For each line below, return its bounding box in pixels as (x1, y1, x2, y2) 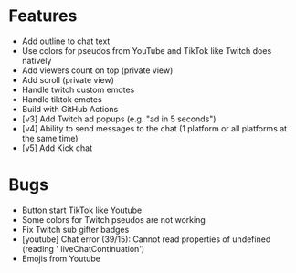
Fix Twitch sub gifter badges (21, 224, 130, 235)
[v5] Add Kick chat (21, 142, 93, 153)
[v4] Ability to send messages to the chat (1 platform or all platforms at (21, 122, 288, 133)
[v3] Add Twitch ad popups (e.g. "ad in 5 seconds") (21, 113, 217, 124)
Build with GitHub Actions (21, 103, 119, 114)
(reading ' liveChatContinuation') (21, 243, 145, 254)
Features (8, 5, 78, 26)
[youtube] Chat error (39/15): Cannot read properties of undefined (21, 234, 271, 245)
